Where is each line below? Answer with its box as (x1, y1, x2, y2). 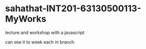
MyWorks (5, 13, 46, 24)
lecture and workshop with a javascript (5, 29, 85, 35)
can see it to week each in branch (5, 39, 74, 45)
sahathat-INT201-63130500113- (5, 3, 142, 14)
